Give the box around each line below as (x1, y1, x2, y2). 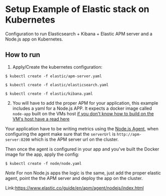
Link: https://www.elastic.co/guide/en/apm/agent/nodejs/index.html (5, 184, 144, 191)
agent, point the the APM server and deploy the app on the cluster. (5, 175, 143, 181)
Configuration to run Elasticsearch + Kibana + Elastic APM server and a (5, 31, 153, 37)
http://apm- (116, 132, 142, 137)
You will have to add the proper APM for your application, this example (12, 100, 158, 106)
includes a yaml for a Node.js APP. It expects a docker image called (12, 105, 152, 111)
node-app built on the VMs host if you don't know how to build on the (12, 110, 154, 116)
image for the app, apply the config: (5, 151, 79, 157)
